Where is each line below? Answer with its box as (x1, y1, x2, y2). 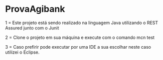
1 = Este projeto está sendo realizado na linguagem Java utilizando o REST (5, 20, 159, 26)
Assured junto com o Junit (5, 25, 59, 30)
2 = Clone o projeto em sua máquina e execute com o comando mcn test (5, 34, 155, 40)
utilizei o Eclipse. (5, 49, 40, 55)
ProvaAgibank (5, 3, 65, 15)
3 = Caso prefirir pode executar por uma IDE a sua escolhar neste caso (5, 44, 151, 50)
